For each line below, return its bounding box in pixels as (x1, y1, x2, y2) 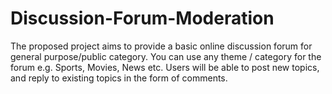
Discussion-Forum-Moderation (10, 7, 275, 30)
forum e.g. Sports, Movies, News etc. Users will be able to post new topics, (10, 61, 320, 73)
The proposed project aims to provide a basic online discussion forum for (10, 40, 313, 52)
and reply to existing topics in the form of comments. (10, 72, 228, 84)
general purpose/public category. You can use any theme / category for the (10, 50, 322, 62)
